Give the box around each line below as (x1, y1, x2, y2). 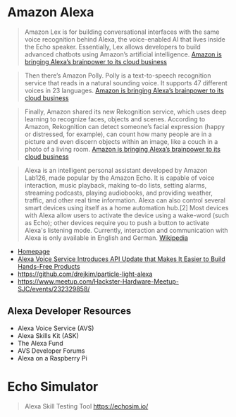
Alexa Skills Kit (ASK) (17, 331, 80, 339)
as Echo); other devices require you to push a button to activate (24, 218, 210, 226)
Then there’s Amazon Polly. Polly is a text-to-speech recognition (24, 71, 211, 80)
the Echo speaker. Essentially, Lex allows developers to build (24, 42, 201, 51)
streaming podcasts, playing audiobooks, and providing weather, (24, 188, 213, 197)
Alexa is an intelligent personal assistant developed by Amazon (24, 166, 208, 174)
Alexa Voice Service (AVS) (17, 324, 94, 332)
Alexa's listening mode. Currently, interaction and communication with (24, 226, 228, 234)
